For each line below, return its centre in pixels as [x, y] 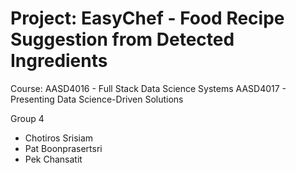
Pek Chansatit [53, 159]
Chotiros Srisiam [59, 138]
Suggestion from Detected [122, 39]
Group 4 [27, 118]
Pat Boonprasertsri [63, 148]
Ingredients [59, 61]
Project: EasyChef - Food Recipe [147, 18]
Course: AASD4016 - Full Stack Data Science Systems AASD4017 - [148, 88]
